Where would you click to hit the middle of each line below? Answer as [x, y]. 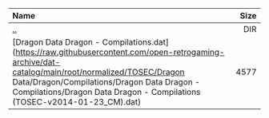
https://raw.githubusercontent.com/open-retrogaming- [120, 52]
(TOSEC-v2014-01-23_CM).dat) [77, 102]
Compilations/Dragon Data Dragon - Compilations [106, 92]
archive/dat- [36, 62]
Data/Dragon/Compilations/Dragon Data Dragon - [106, 82]
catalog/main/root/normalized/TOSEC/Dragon [99, 72]
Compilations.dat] [136, 42]
